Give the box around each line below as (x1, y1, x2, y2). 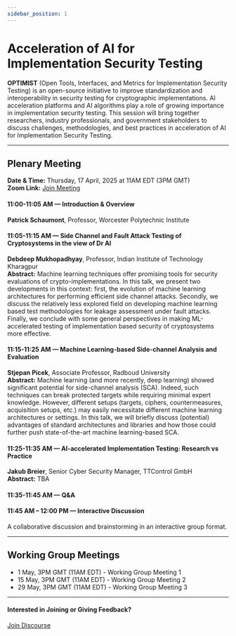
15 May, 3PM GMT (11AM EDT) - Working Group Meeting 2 (17, 575, 186, 583)
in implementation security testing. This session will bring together (7, 108, 200, 117)
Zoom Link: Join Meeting (7, 184, 81, 192)
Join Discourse (7, 621, 51, 629)
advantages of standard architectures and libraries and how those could (7, 420, 216, 429)
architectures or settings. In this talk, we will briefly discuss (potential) (7, 413, 210, 421)
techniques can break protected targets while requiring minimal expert (7, 390, 211, 399)
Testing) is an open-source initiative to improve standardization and (7, 86, 203, 95)
